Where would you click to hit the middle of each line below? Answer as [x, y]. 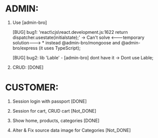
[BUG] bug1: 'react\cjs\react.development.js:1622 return [70, 32]
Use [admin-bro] [30, 22]
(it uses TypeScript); [60, 48]
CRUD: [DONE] [28, 67]
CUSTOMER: [32, 87]
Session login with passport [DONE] [49, 101]
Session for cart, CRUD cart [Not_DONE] [54, 111]
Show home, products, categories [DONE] [56, 121]
